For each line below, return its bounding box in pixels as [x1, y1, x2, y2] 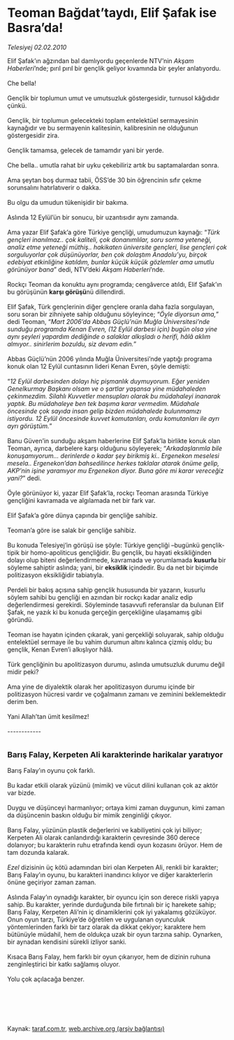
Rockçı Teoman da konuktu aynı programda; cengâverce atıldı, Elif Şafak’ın [7, 280, 222, 288]
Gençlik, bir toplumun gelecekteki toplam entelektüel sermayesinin [7, 116, 198, 124]
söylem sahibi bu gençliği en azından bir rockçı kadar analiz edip [7, 593, 193, 601]
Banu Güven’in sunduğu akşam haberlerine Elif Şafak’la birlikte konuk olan [7, 436, 221, 445]
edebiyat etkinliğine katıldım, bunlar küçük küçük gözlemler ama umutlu [7, 257, 214, 266]
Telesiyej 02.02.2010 [7, 43, 67, 51]
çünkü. [7, 101, 27, 109]
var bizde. [7, 788, 36, 797]
